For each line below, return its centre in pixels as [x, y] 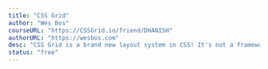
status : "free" [33, 52]
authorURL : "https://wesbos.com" [64, 38]
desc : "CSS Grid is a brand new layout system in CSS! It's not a [121, 45]
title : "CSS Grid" [39, 15]
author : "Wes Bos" [39, 23]
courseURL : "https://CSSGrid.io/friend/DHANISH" [91, 30]
